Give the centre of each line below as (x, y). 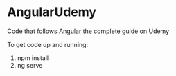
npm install (33, 58)
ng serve (30, 65)
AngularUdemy (52, 12)
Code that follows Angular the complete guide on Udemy (88, 31)
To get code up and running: (48, 44)
